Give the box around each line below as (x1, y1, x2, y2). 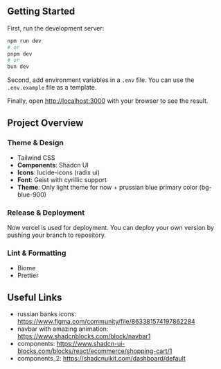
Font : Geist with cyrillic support (17, 175, 107, 183)
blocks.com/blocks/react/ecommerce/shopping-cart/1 (17, 347, 173, 355)
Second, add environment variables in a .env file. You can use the (7, 76, 195, 84)
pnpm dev (7, 50, 33, 58)
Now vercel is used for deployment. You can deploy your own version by (7, 224, 215, 232)
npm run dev (7, 38, 42, 44)
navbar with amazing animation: (17, 325, 109, 333)
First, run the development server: (7, 24, 105, 32)
